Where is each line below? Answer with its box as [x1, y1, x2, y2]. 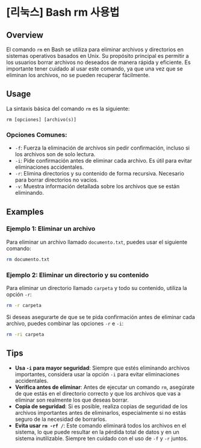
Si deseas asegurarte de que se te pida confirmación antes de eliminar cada [6, 313, 196, 320]
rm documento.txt [6, 256, 50, 262]
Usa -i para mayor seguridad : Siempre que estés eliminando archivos [14, 364, 190, 371]
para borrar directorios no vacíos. [14, 176, 99, 184]
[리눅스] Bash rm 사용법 [6, 5, 120, 19]
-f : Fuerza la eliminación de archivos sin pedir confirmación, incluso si [14, 144, 190, 151]
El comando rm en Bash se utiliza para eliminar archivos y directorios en [6, 46, 184, 53]
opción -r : [6, 291, 32, 298]
